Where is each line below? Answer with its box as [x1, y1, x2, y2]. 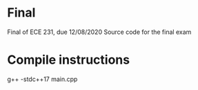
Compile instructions [7, 52, 130, 68]
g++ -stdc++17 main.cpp [7, 75, 78, 83]
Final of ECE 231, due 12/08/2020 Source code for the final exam [7, 28, 192, 36]
